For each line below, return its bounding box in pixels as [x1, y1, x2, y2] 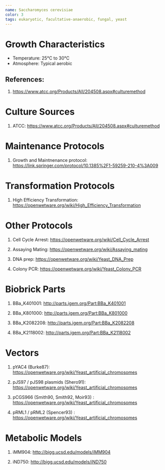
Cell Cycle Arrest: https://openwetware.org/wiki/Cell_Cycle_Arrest [12, 237, 149, 243]
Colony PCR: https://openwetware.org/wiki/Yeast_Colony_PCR [12, 266, 142, 272]
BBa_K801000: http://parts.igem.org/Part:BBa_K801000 [12, 310, 128, 316]
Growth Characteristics [5, 38, 105, 50]
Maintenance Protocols [5, 141, 105, 152]
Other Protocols [5, 220, 73, 231]
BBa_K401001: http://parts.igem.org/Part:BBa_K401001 [12, 300, 126, 306]
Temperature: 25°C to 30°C [12, 55, 69, 61]
